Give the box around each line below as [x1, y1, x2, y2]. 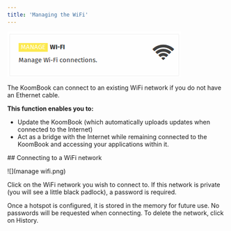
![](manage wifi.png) [7, 167, 66, 175]
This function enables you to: [7, 104, 94, 113]
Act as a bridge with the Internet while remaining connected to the [17, 132, 207, 141]
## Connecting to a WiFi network [7, 153, 102, 161]
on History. [7, 216, 39, 224]
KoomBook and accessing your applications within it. [17, 140, 169, 148]
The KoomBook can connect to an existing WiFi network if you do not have [7, 83, 221, 92]
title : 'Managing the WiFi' [7, 11, 89, 18]
